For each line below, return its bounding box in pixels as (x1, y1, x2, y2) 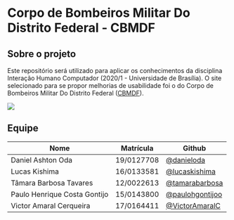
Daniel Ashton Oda (11, 155, 72, 164)
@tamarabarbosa (166, 178, 223, 188)
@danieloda (166, 155, 206, 164)
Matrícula (120, 143, 154, 153)
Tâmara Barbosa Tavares (11, 178, 93, 188)
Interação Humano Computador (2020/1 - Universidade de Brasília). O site (7, 74, 222, 82)
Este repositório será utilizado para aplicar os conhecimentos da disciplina (7, 67, 223, 75)
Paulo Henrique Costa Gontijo (11, 189, 109, 199)
